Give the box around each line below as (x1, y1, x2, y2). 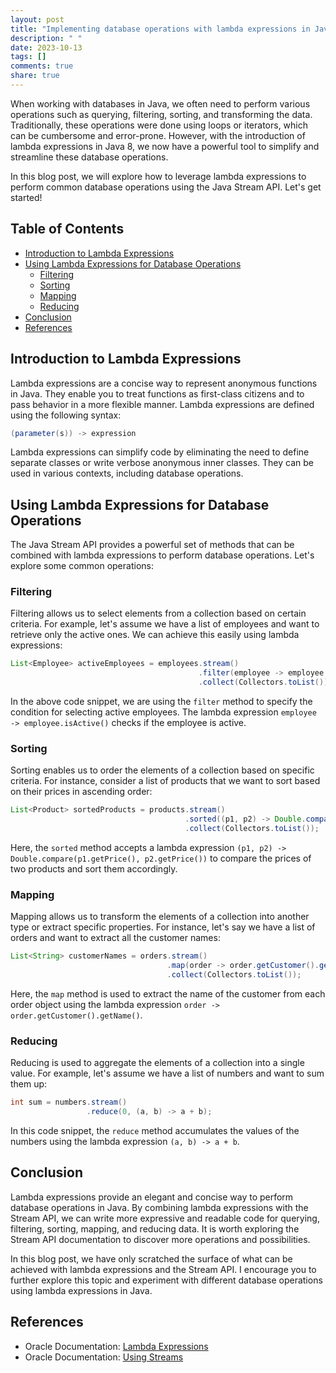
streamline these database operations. (10, 151, 169, 163)
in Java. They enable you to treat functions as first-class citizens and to (10, 387, 305, 400)
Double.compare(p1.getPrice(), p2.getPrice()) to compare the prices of (10, 852, 312, 865)
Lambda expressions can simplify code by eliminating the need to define (10, 446, 310, 458)
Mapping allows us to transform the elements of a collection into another (10, 911, 310, 923)
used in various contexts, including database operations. (10, 467, 244, 480)
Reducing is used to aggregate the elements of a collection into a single (10, 1057, 305, 1069)
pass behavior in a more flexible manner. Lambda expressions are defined (10, 398, 315, 410)
